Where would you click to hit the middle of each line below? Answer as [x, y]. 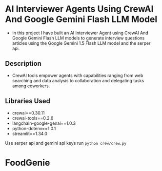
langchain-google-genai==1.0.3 [44, 123]
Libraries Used [28, 101]
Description [23, 64]
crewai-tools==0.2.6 [33, 118]
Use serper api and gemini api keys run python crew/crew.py [66, 143]
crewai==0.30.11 [28, 113]
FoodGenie [28, 162]
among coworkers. [31, 86]
